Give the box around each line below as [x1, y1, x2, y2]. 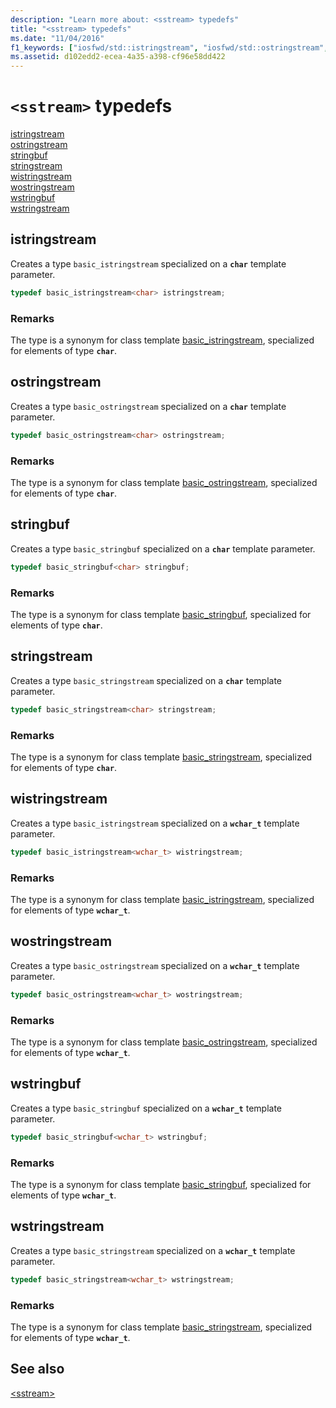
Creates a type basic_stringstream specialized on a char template [10, 674, 283, 686]
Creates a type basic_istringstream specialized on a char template [10, 257, 287, 270]
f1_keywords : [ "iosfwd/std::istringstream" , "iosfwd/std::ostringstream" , [10, 42, 329, 53]
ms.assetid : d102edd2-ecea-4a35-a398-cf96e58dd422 [10, 52, 226, 62]
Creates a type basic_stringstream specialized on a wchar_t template [10, 1244, 296, 1256]
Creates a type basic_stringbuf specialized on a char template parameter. [10, 542, 316, 555]
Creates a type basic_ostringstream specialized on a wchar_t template [10, 959, 300, 971]
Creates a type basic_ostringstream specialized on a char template [10, 400, 287, 412]
